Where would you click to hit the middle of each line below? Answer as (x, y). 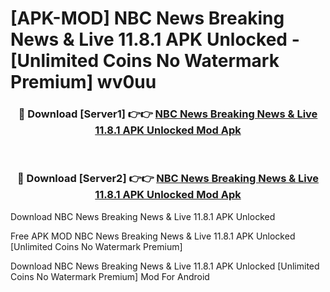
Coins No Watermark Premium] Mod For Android (110, 276)
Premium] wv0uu (83, 82)
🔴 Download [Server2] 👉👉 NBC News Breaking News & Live (168, 179)
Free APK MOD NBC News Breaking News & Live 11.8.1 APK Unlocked (153, 236)
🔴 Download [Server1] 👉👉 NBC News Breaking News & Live (168, 114)
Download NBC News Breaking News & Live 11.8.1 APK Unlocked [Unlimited (165, 266)
